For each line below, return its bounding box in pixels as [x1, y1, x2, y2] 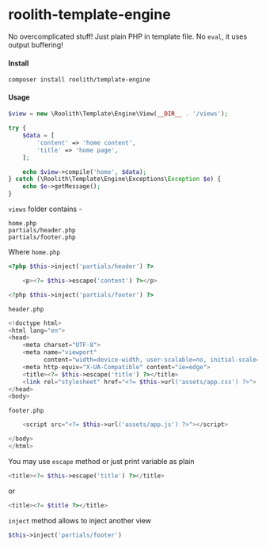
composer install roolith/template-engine [8, 76, 150, 84]
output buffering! [8, 40, 63, 49]
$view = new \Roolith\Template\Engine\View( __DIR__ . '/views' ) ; [8, 110, 228, 118]
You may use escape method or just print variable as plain [8, 456, 196, 466]
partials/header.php [8, 227, 77, 235]
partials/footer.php [8, 233, 77, 242]
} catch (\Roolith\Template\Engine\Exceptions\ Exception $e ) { [8, 175, 222, 183]
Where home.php [8, 247, 61, 257]
